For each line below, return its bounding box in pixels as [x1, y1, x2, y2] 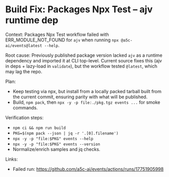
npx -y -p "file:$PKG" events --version [12, 142, 100, 147]
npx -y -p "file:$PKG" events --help [12, 136, 94, 141]
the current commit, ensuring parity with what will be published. [12, 94, 147, 100]
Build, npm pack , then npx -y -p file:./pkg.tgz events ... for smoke [12, 99, 160, 105]
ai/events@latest [5, 43, 43, 48]
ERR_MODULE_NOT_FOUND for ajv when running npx [5, 37, 119, 43]
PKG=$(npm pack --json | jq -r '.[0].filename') [12, 130, 119, 136]
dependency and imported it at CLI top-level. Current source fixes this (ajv [5, 57, 162, 63]
